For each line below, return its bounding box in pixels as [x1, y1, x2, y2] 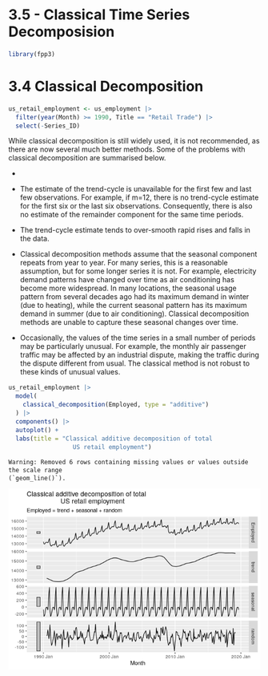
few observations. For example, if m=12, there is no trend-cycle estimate [19, 192, 259, 202]
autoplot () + [15, 426, 59, 434]
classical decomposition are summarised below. [8, 153, 166, 163]
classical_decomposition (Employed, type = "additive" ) [22, 401, 210, 409]
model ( [15, 392, 38, 400]
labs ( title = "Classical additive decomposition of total [15, 435, 214, 443]
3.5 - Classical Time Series [8, 6, 190, 24]
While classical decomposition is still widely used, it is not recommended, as [8, 136, 260, 146]
